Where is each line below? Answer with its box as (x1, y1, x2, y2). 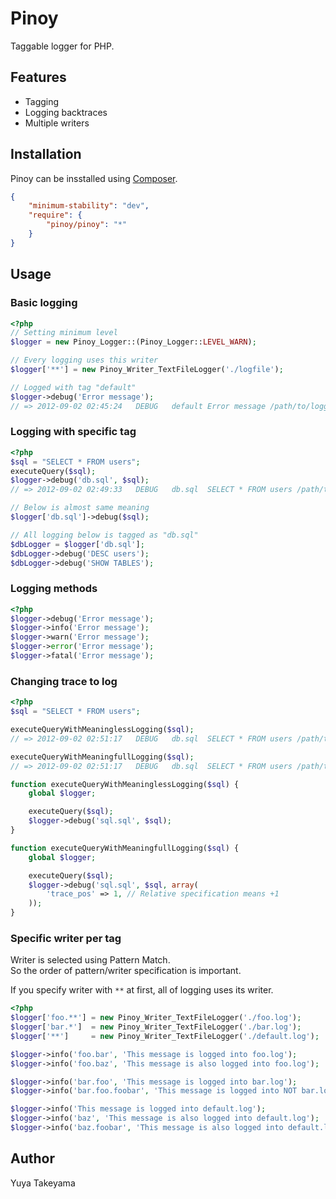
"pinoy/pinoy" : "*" (46, 220, 128, 230)
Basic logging (10, 296, 78, 310)
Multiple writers (24, 117, 90, 129)
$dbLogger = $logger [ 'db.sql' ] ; (10, 539, 145, 549)
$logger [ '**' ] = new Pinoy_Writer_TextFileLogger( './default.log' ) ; (10, 1031, 320, 1041)
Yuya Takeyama (10, 1177, 76, 1189)
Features (10, 69, 67, 86)
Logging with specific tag (10, 425, 137, 439)
